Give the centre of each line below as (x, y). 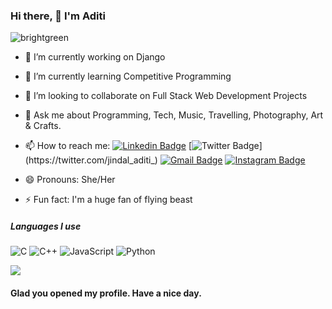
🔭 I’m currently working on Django (95, 57)
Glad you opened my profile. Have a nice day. (106, 293)
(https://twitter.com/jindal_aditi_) (91, 160)
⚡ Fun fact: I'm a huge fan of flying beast (108, 200)
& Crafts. (43, 126)
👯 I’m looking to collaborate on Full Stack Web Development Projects (166, 96)
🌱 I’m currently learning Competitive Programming (128, 76)
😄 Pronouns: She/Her (70, 180)
